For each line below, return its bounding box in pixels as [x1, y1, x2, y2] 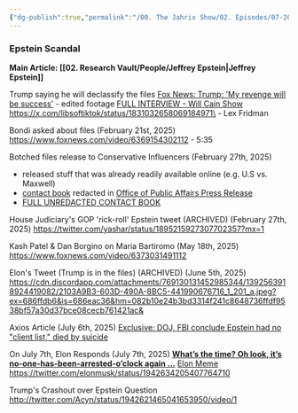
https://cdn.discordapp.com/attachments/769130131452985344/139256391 [9, 277, 286, 287]
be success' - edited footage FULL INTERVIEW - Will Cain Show [9, 98, 244, 109]
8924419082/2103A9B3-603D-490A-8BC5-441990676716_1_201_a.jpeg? [9, 285, 277, 297]
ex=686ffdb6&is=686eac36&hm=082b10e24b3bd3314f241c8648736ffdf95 [9, 295, 286, 306]
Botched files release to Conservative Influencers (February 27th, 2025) [9, 152, 272, 162]
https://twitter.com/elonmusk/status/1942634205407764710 [9, 367, 231, 378]
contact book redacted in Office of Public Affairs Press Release [21, 187, 253, 198]
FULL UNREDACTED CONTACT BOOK [21, 197, 161, 207]
